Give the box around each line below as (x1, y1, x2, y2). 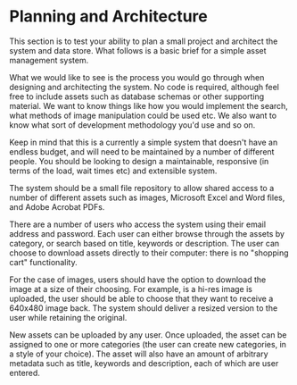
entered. (9, 367, 40, 378)
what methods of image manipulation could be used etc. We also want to (9, 110, 277, 121)
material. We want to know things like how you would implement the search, (9, 100, 288, 111)
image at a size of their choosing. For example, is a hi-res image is (9, 283, 252, 294)
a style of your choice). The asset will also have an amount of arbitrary (9, 348, 269, 359)
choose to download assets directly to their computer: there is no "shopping (9, 247, 289, 258)
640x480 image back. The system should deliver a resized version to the (9, 302, 278, 314)
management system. (9, 54, 89, 65)
